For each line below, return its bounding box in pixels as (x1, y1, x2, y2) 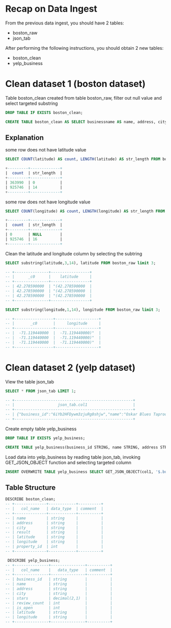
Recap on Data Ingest (5, 3, 98, 15)
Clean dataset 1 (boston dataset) (5, 78, 146, 89)
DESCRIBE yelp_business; (7, 558, 60, 563)
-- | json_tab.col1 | (5, 402, 136, 407)
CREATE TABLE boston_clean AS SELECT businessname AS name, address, (5, 119, 156, 125)
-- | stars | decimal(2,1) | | (5, 595, 113, 601)
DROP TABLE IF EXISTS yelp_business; (5, 435, 85, 440)
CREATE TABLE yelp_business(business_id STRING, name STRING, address (5, 444, 158, 450)
